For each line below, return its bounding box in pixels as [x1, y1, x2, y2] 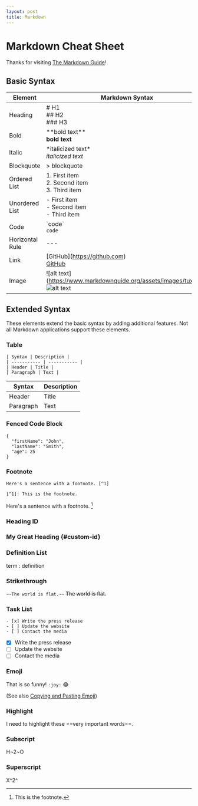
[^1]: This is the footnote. [6, 491, 78, 497]
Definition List [6, 549, 47, 557]
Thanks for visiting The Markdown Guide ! [6, 59, 107, 66]
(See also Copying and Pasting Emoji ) [6, 692, 97, 699]
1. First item [46, 172, 80, 180]
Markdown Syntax [100, 94, 153, 102]
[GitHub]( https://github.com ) [46, 252, 126, 261]
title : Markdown [6, 14, 46, 20]
